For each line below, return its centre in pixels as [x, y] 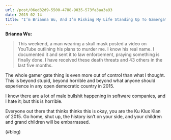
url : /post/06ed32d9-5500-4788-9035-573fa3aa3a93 [59, 10]
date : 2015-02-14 [24, 15]
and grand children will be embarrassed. [48, 122]
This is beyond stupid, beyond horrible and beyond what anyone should [80, 81]
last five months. [35, 65]
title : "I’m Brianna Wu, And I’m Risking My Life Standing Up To [76, 19]
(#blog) [13, 132]
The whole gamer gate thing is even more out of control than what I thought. [85, 75]
